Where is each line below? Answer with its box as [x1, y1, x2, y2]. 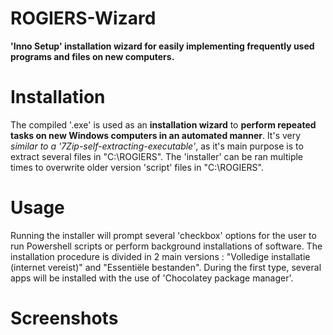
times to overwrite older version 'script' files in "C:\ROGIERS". [10, 161, 264, 173]
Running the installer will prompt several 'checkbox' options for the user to [10, 229, 317, 241]
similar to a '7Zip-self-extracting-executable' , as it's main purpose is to [10, 140, 304, 152]
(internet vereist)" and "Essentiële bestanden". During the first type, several [10, 261, 322, 273]
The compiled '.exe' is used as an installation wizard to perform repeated [10, 118, 317, 131]
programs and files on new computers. [10, 50, 175, 62]
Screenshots [10, 307, 119, 329]
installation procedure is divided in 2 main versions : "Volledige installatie [10, 250, 311, 262]
